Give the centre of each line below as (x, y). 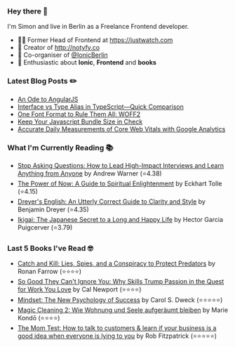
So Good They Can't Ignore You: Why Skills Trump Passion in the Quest (121, 282)
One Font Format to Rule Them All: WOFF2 (79, 114)
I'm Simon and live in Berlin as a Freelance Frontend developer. (98, 27)
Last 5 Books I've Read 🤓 (50, 248)
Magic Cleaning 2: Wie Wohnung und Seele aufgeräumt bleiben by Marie (123, 310)
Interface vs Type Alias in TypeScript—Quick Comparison (100, 106)
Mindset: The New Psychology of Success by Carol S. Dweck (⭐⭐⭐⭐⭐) (120, 300)
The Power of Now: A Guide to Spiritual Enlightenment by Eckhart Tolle (120, 183)
